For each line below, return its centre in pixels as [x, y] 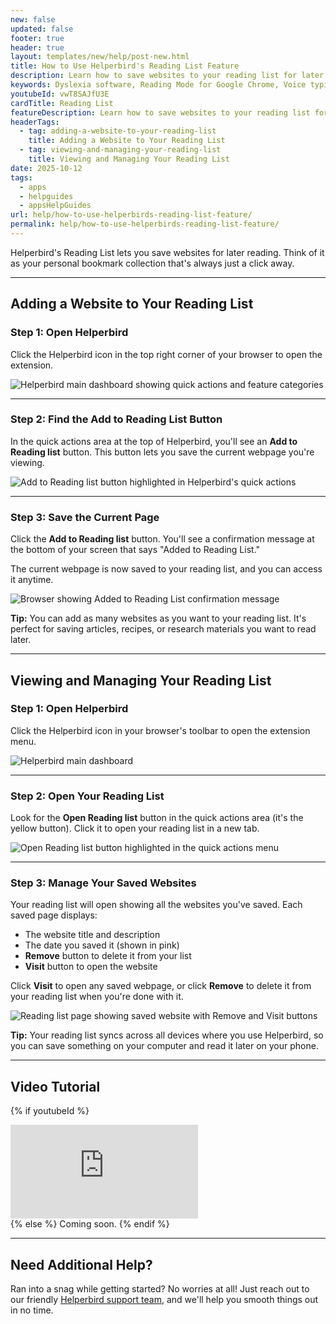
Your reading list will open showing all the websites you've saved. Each [156, 905]
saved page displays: [54, 915]
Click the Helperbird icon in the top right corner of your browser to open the [166, 354]
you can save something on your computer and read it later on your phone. [164, 1046]
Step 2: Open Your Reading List [87, 796]
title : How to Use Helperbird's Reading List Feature [125, 66]
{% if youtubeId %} [50, 1111]
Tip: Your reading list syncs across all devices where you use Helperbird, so [167, 1035]
